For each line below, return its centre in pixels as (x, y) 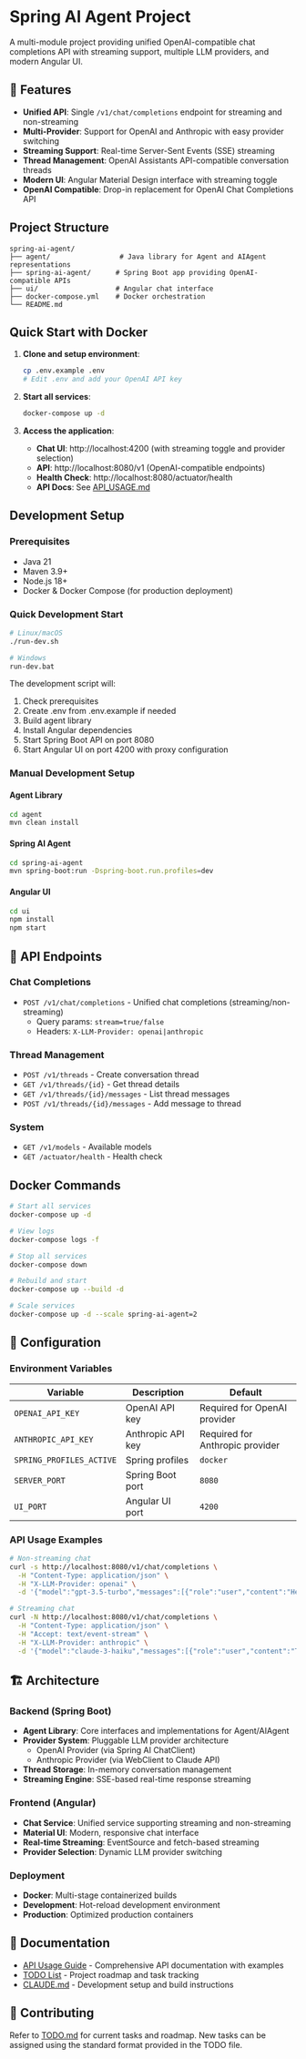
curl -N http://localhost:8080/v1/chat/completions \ (114, 1617)
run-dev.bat (32, 667)
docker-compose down (49, 1264)
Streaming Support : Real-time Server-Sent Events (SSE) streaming (148, 150)
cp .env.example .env (63, 371)
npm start (28, 928)
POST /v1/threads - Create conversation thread (111, 1075)
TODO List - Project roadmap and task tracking (111, 1974)
